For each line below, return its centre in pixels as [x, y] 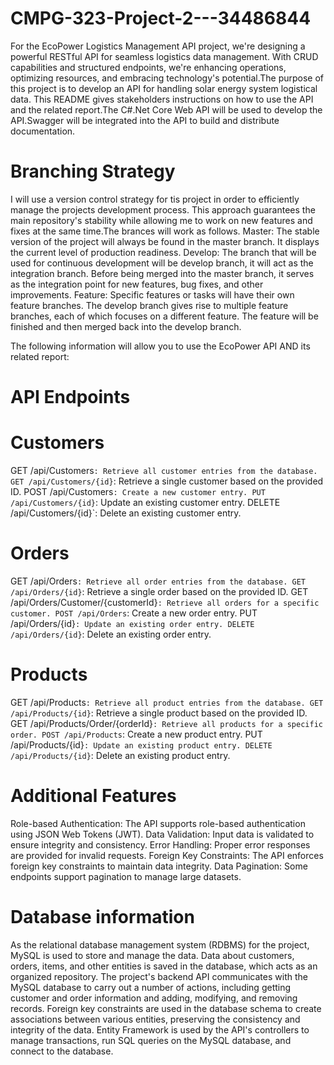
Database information [102, 917]
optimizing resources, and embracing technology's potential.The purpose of [167, 78]
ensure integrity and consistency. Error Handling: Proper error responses [160, 844]
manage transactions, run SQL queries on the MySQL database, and [151, 1040]
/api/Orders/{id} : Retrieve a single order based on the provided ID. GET [159, 591]
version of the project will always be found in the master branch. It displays [165, 241]
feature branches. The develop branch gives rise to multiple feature [149, 305]
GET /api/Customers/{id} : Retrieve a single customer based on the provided [167, 481]
